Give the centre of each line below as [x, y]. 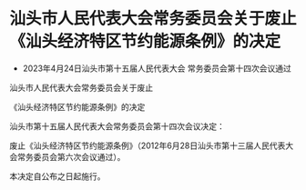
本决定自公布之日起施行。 [57, 176]
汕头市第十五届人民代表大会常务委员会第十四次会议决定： [117, 126]
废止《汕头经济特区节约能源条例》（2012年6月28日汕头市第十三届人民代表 [148, 145]
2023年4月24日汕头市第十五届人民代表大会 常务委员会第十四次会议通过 [157, 68]
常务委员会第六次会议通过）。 [71, 156]
